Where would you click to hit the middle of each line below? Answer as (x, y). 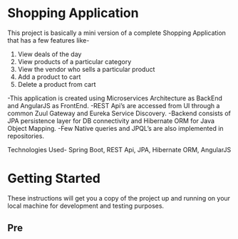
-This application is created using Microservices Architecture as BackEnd (115, 98)
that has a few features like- (48, 40)
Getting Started (54, 179)
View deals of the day (50, 54)
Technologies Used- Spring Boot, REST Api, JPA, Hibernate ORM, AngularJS (119, 149)
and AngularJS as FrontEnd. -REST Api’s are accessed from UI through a (114, 105)
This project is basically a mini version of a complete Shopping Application (117, 33)
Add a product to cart (49, 77)
